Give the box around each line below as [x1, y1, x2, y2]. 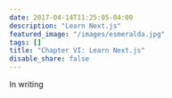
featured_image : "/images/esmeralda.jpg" [9, 29, 166, 38]
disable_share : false [9, 54, 90, 63]
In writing [9, 79, 45, 89]
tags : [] [9, 37, 42, 47]
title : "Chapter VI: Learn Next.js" [9, 46, 145, 55]
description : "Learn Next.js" [9, 21, 122, 30]
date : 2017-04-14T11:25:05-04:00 [9, 12, 134, 22]
